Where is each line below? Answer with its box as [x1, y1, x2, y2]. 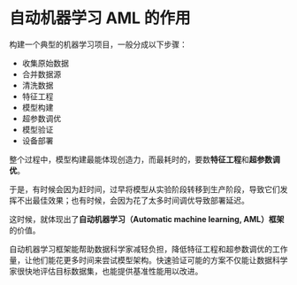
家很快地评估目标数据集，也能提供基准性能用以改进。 [9, 266, 203, 276]
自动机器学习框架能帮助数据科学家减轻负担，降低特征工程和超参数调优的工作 [9, 243, 288, 254]
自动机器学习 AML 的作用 [9, 8, 192, 28]
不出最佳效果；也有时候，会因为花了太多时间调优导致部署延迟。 [16, 195, 249, 205]
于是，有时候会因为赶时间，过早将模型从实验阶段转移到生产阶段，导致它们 [9, 183, 280, 195]
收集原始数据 [21, 58, 69, 68]
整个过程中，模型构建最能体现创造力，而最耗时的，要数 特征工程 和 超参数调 [9, 154, 280, 165]
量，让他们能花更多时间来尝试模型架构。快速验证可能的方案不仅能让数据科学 [9, 254, 288, 266]
